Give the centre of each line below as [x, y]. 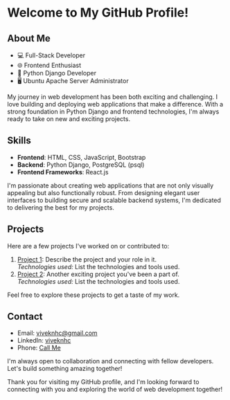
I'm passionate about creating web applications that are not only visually [110, 185]
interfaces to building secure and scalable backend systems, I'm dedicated [114, 200]
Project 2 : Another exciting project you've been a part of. [98, 274]
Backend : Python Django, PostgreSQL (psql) [81, 165]
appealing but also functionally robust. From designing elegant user [104, 192]
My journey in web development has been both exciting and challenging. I [113, 97]
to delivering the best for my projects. [61, 207]
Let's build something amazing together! [65, 369]
